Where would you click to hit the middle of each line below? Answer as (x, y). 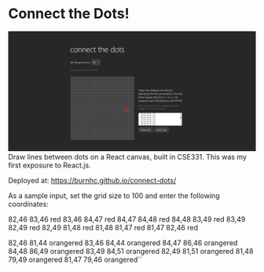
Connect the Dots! (69, 14)
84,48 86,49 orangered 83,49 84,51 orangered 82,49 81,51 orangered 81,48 (131, 252)
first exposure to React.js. (50, 165)
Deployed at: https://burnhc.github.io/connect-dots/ (92, 181)
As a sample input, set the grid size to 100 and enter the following (114, 196)
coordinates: (28, 204)
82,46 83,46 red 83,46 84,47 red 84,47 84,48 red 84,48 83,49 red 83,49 (127, 219)
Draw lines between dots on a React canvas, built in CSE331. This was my (128, 157)
